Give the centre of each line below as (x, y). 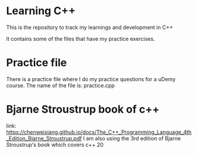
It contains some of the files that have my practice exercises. (81, 38)
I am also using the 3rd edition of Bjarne (132, 138)
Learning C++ (41, 11)
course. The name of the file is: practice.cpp (60, 85)
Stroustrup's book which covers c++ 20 (55, 145)
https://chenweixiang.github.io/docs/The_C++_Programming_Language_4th (99, 132)
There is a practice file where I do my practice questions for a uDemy (91, 79)
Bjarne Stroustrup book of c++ (83, 109)
